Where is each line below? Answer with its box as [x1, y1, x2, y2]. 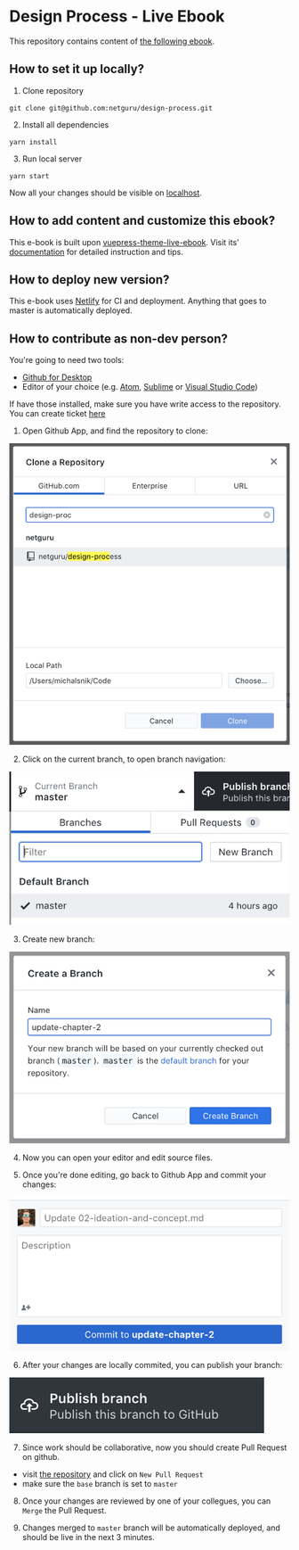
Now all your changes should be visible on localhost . [9, 187, 203, 198]
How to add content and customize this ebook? [9, 213, 276, 228]
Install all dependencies [21, 119, 109, 130]
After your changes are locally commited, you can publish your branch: [21, 1359, 283, 1370]
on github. [21, 1451, 61, 1462]
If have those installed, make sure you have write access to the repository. [9, 399, 282, 409]
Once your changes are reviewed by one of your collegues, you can [21, 1496, 271, 1506]
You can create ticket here [9, 408, 106, 419]
